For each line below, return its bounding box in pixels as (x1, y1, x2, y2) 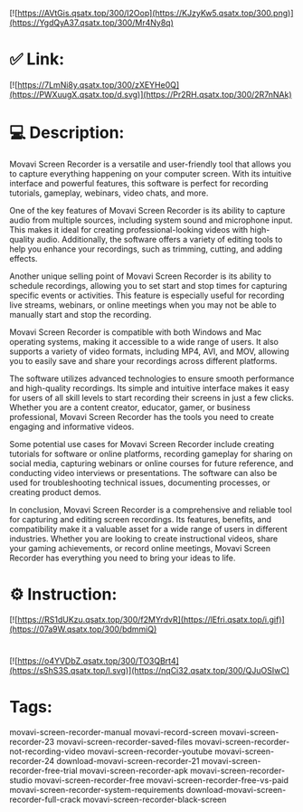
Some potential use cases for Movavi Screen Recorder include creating (9, 438, 275, 449)
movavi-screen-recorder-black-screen (82, 794, 227, 805)
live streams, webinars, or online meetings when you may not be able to (9, 299, 278, 310)
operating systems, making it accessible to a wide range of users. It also (9, 336, 279, 347)
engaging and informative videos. (9, 421, 135, 432)
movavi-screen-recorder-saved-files (56, 736, 194, 747)
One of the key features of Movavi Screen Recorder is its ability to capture (9, 205, 286, 215)
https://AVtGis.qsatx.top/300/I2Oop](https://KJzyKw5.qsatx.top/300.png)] (17, 8, 294, 18)
